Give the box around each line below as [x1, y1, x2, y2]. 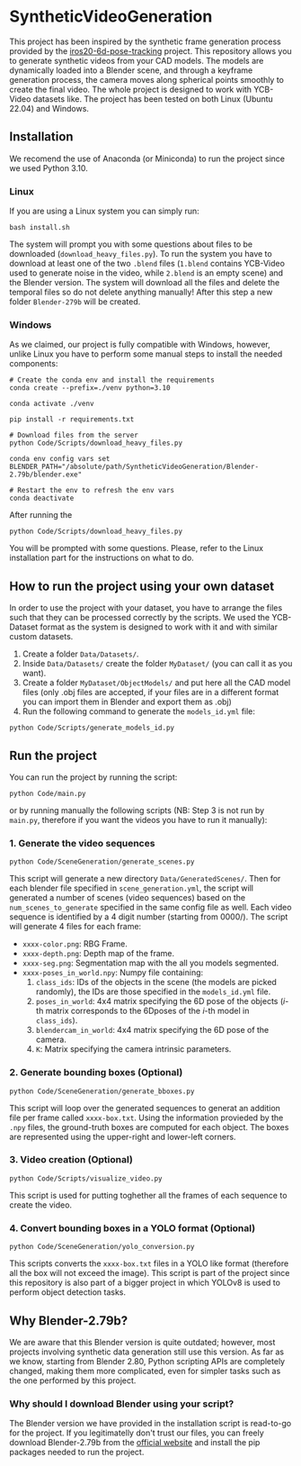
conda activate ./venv [9, 399, 94, 409]
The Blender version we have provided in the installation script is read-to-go [9, 1418, 292, 1429]
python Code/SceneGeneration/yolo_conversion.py [9, 1243, 195, 1252]
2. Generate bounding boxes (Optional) [9, 1066, 183, 1079]
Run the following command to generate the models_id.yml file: [22, 706, 256, 717]
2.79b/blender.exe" [9, 470, 83, 479]
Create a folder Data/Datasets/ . [22, 648, 139, 659]
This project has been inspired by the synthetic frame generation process [9, 36, 281, 47]
